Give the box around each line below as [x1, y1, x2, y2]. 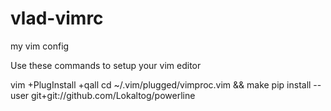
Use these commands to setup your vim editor [10, 59, 202, 71]
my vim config [10, 40, 70, 52]
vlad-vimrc [10, 7, 104, 30]
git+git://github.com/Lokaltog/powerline [31, 89, 196, 101]
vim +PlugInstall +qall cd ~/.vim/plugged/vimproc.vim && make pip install [10, 78, 312, 91]
